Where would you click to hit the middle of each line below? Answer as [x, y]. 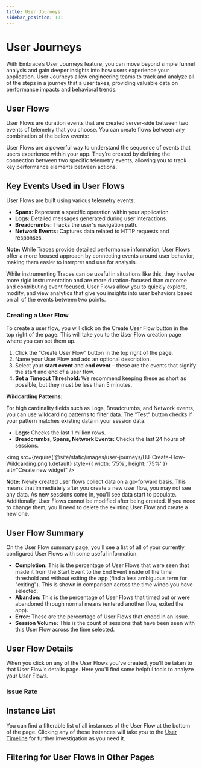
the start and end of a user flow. [55, 372]
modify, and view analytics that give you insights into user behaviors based [99, 293]
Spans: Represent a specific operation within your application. [93, 212]
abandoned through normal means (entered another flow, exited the [99, 604]
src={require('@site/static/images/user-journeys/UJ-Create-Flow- [103, 457]
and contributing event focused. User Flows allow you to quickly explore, [97, 287]
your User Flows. [27, 676]
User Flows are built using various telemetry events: [71, 200]
